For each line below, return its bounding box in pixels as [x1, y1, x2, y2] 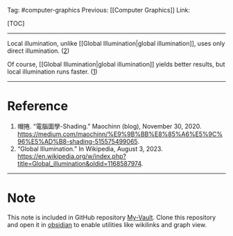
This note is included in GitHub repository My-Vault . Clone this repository [7, 213, 216, 221]
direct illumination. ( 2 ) [7, 47, 70, 55]
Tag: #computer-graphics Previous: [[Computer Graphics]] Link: [7, 6, 191, 14]
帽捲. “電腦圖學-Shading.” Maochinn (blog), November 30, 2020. [17, 121, 202, 130]
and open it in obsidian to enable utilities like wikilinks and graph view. [7, 220, 207, 228]
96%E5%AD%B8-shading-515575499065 [17, 137, 138, 145]
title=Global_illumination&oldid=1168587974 [17, 159, 142, 167]
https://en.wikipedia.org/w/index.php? [17, 152, 127, 160]
